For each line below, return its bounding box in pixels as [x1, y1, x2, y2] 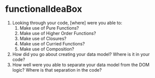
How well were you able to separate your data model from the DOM [12, 62, 150, 68]
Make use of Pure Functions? [19, 25, 79, 31]
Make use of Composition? [19, 46, 75, 52]
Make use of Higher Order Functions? [19, 30, 96, 36]
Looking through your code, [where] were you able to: [12, 20, 122, 26]
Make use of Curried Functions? [19, 40, 85, 46]
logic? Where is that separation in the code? [12, 67, 102, 73]
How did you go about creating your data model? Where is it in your [12, 51, 150, 57]
